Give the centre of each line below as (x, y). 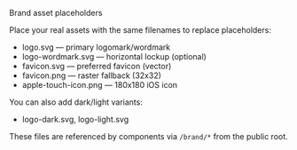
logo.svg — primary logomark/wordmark (96, 47)
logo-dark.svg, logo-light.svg (75, 119)
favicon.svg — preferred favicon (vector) (97, 66)
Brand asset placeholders (56, 13)
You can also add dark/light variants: (76, 102)
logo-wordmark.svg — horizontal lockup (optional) (114, 56)
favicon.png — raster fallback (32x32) (92, 75)
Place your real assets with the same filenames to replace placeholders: (141, 30)
